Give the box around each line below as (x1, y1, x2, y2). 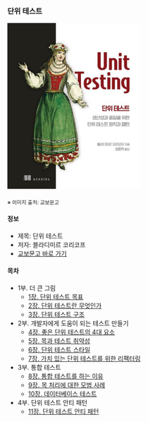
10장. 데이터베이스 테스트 (27, 390, 97, 398)
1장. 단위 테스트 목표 (27, 292, 84, 301)
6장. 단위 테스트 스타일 (27, 345, 91, 354)
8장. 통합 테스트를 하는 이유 (27, 372, 104, 380)
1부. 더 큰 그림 (17, 284, 56, 292)
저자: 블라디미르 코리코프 (17, 240, 86, 248)
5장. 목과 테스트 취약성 (27, 337, 90, 345)
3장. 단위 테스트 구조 (27, 310, 85, 318)
